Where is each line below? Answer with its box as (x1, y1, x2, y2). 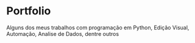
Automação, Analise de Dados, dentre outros (6, 30, 119, 37)
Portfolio (6, 4, 51, 18)
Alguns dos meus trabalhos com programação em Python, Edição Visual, (6, 24, 190, 31)
